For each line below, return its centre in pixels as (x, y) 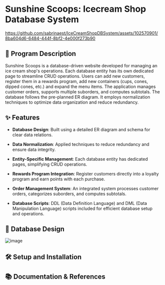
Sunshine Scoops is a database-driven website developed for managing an (81, 65)
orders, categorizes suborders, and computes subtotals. (69, 194)
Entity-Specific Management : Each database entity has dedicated (80, 159)
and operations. (28, 214)
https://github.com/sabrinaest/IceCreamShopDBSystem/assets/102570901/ (82, 33)
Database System (42, 19)
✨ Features (22, 118)
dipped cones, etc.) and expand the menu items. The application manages (81, 86)
